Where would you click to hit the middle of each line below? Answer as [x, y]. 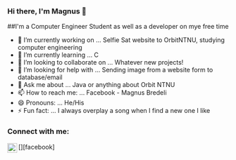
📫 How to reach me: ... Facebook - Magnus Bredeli [92, 93]
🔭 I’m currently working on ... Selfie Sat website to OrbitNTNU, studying [121, 40]
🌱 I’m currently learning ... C [58, 55]
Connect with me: [38, 131]
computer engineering [50, 48]
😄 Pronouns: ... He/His [51, 103]
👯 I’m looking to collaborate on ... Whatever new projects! [100, 62]
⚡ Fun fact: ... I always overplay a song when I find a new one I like [114, 111]
